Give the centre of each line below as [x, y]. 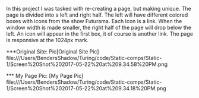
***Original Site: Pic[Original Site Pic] [53, 52]
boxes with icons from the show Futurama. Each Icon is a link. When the [94, 21]
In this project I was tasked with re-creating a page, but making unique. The [99, 9]
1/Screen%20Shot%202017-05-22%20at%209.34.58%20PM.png [87, 64]
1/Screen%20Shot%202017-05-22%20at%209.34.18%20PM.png [86, 88]
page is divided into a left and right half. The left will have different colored [97, 15]
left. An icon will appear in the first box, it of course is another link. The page [99, 34]
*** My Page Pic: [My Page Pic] [45, 76]
